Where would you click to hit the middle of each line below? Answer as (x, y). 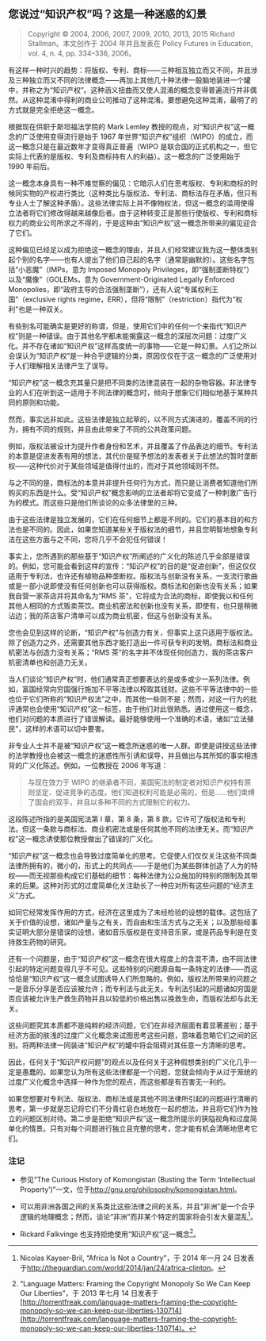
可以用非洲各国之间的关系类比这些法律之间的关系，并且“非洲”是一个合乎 (137, 1207)
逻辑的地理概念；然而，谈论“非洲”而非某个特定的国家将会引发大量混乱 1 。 (138, 1216)
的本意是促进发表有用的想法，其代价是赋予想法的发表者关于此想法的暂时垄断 (133, 455)
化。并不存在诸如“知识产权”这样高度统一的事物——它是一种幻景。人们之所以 (133, 346)
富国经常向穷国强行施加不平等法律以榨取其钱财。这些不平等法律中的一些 (140, 689)
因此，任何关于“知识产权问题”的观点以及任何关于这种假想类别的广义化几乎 (129, 1062)
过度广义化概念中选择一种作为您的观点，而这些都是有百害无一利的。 (119, 1082)
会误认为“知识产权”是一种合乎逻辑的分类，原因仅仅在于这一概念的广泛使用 (129, 355)
